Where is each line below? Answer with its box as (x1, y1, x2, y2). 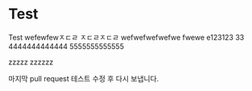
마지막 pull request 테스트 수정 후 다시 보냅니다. (8, 73, 159, 83)
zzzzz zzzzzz (8, 57, 54, 67)
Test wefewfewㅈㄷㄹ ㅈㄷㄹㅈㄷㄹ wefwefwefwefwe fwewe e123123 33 (8, 32, 245, 42)
